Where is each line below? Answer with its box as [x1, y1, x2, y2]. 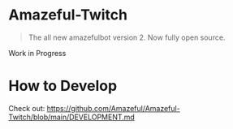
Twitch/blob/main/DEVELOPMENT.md [8, 112, 136, 122]
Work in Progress [8, 48, 67, 58]
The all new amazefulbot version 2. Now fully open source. [28, 32, 226, 42]
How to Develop [8, 77, 118, 95]
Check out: [8, 103, 45, 113]
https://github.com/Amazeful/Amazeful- [46, 103, 180, 113]
